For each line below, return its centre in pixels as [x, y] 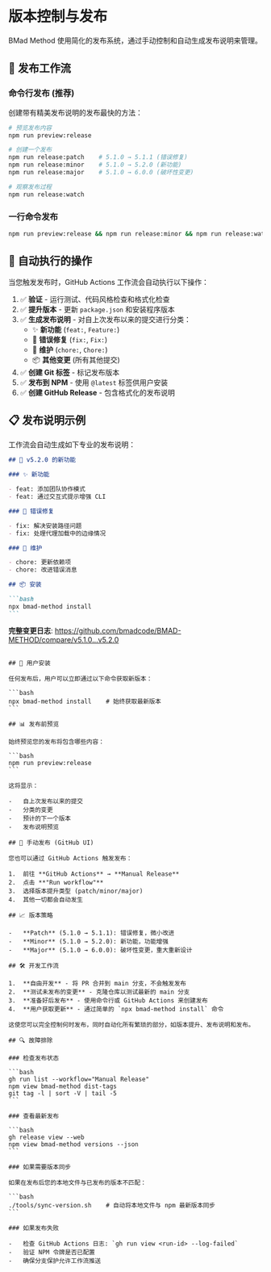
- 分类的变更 [31, 810]
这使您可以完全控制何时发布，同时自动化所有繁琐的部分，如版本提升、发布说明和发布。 [131, 1025]
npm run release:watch [46, 195]
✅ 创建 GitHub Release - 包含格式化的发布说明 [97, 392]
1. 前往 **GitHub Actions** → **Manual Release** [94, 874]
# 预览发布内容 [30, 128]
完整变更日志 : [31, 630]
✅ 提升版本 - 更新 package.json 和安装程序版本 [97, 309]
